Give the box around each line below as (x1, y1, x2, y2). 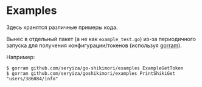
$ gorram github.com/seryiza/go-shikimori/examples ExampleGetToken (6, 65, 184, 71)
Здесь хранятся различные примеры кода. (6, 24, 118, 31)
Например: (6, 53, 35, 60)
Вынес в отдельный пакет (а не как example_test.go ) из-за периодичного (6, 35, 197, 42)
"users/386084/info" (6, 76, 59, 82)
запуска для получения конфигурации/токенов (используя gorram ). (6, 42, 183, 49)
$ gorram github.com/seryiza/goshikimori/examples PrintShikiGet (6, 70, 175, 76)
